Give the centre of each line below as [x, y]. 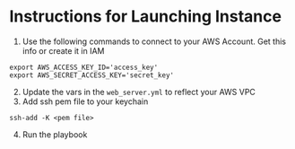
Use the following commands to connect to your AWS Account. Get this [154, 41]
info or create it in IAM [63, 50]
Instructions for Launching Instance [146, 17]
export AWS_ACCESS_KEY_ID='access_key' [84, 67]
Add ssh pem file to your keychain [85, 101]
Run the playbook [55, 134]
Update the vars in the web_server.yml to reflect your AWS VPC [139, 92]
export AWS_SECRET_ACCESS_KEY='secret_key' [92, 75]
